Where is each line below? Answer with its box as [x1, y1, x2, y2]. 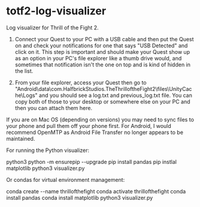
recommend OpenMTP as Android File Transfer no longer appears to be [6, 129, 184, 136]
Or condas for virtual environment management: [6, 176, 125, 183]
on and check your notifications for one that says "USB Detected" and [14, 42, 188, 49]
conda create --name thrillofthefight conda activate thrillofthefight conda [6, 187, 186, 195]
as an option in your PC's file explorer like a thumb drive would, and [14, 54, 182, 62]
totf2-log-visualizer [6, 4, 107, 18]
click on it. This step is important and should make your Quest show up [14, 48, 190, 55]
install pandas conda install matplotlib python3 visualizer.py [6, 194, 153, 201]
